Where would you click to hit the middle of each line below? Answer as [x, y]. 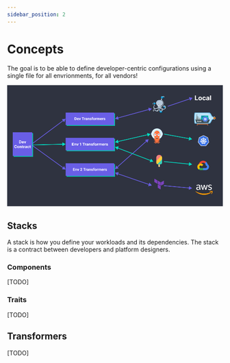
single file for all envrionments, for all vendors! [73, 75]
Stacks [22, 226]
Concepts [35, 49]
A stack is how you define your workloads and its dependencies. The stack [113, 242]
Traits [17, 300]
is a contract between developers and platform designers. [89, 249]
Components [29, 267]
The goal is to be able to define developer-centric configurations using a [109, 68]
